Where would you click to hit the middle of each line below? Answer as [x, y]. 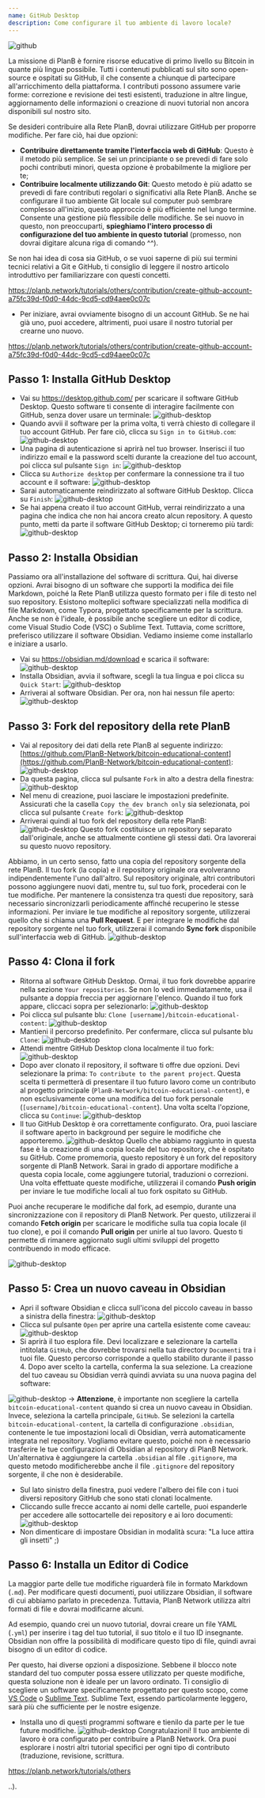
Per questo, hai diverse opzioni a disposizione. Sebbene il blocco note [123, 1665]
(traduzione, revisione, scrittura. [72, 1756]
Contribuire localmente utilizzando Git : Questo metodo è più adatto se [136, 184]
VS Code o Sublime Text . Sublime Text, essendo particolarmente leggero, [128, 1698]
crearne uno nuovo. [52, 331]
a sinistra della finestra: [58, 1316]
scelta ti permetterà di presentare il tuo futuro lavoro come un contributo [138, 1081]
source [20, 78]
